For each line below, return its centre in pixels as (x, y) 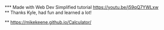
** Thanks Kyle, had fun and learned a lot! (48, 12)
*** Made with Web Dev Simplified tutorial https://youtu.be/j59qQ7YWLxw (82, 7)
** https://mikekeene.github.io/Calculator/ (48, 22)
